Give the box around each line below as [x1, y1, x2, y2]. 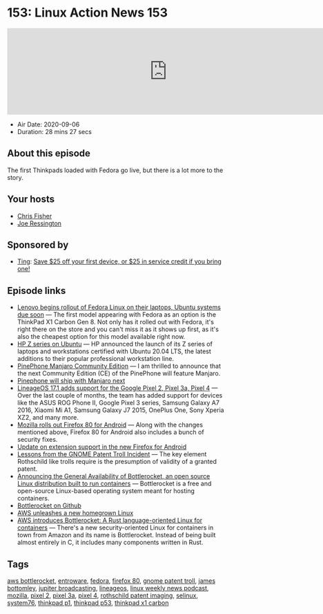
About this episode [7, 147, 91, 160]
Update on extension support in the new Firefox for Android [17, 443, 187, 451]
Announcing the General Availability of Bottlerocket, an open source [17, 472, 211, 481]
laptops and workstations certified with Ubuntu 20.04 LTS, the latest [17, 347, 212, 355]
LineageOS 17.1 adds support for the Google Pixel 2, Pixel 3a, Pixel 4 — [17, 384, 218, 392]
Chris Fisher [17, 212, 52, 220]
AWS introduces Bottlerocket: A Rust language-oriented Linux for [17, 517, 203, 525]
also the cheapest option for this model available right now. [17, 333, 186, 341]
